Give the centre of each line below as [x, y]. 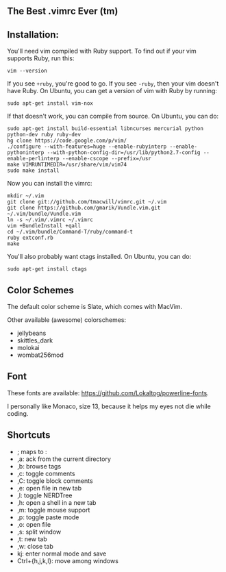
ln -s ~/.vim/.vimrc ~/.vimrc [50, 220]
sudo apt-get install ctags [47, 269]
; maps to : [32, 451]
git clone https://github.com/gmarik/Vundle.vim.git [84, 208]
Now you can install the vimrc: [50, 184]
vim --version [27, 71]
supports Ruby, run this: [41, 58]
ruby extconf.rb [30, 238]
